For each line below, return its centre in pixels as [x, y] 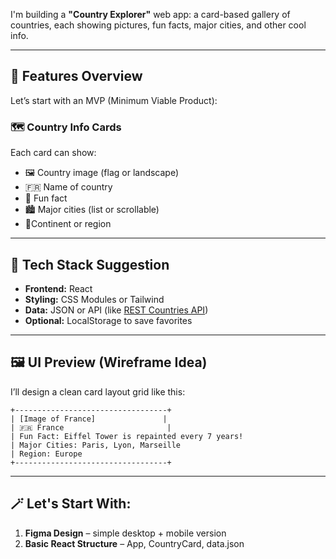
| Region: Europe [46, 454]
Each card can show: [53, 153]
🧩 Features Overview [76, 76]
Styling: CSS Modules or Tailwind [94, 299]
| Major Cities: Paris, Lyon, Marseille [96, 445]
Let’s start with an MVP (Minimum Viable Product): [114, 100]
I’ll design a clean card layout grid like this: [98, 391]
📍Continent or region [68, 224]
